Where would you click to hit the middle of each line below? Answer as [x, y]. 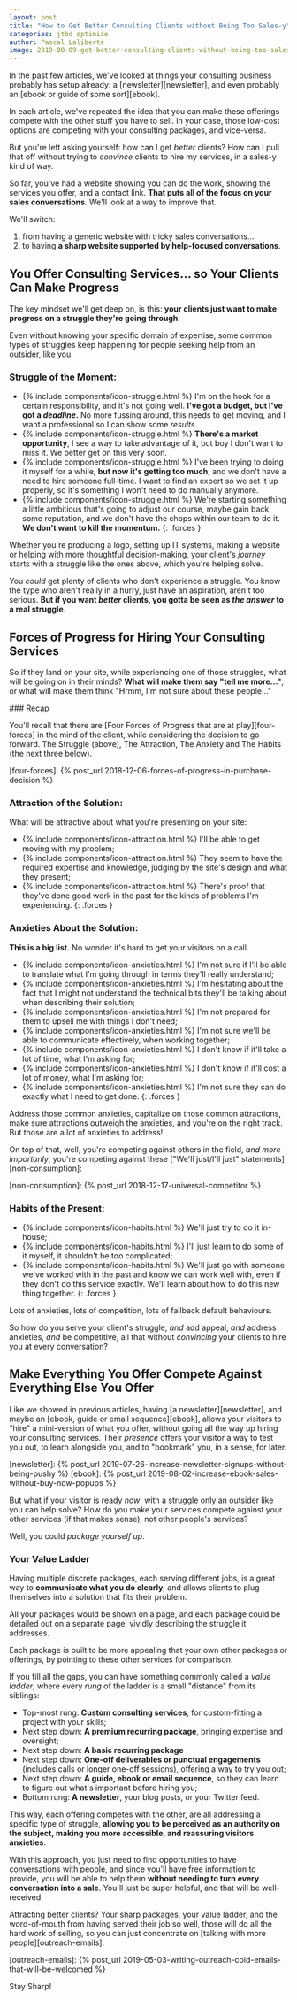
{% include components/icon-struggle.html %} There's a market [140, 434]
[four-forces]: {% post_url [56, 771]
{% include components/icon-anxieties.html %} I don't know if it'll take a [154, 1049]
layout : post [33, 17]
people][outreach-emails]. [57, 1942]
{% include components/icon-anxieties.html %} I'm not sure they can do [154, 1087]
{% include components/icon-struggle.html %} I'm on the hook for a [146, 396]
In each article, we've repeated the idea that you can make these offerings [145, 112]
